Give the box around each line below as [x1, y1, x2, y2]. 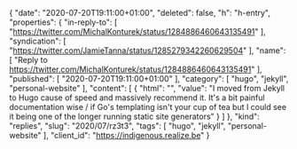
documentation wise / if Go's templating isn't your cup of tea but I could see [9, 102, 286, 112]
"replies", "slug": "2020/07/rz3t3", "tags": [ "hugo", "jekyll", [9, 121, 226, 131]
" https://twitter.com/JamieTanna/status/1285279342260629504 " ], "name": [9, 45, 286, 56]
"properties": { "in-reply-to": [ [9, 17, 118, 27]
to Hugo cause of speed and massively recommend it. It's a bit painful [9, 92, 265, 103]
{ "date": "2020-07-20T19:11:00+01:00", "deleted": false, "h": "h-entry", [9, 8, 270, 18]
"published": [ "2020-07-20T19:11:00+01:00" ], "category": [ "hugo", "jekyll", [9, 74, 289, 83]
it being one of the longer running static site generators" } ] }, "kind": [9, 111, 260, 122]
